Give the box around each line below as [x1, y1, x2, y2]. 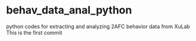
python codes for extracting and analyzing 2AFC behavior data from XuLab [6, 23, 190, 30]
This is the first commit [6, 29, 62, 36]
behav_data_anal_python [6, 4, 132, 17]
